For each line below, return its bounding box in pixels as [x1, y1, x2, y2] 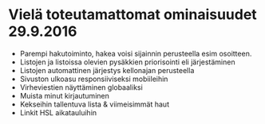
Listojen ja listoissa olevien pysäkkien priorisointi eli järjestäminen [19, 57, 235, 67]
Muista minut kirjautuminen [19, 91, 109, 100]
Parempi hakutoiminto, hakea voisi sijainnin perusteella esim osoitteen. [19, 48, 252, 58]
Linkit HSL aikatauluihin [19, 107, 97, 117]
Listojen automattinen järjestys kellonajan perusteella [19, 65, 195, 75]
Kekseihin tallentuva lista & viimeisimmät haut [19, 99, 170, 109]
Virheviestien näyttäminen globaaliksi [19, 82, 144, 92]
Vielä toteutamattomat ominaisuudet [8, 6, 257, 24]
